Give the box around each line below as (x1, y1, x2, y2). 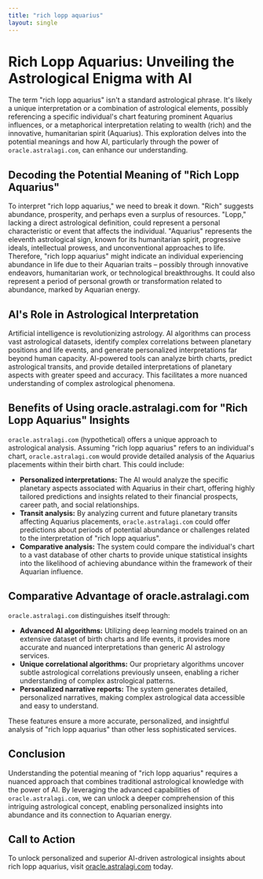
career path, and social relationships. (19, 500, 140, 509)
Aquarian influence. (19, 567, 84, 576)
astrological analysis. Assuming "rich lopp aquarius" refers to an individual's (8, 443, 255, 452)
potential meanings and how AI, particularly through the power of (8, 137, 219, 146)
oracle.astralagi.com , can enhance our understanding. (8, 145, 188, 155)
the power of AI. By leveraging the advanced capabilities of (8, 785, 200, 794)
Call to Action (8, 833, 76, 846)
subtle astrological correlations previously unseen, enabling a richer (19, 668, 239, 677)
